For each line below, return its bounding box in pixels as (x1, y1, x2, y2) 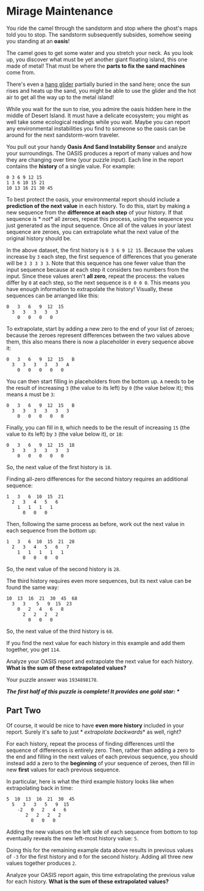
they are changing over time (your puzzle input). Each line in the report (6, 156, 184, 163)
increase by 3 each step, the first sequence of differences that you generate (6, 253, 197, 260)
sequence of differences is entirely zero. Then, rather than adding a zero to (6, 746, 195, 754)
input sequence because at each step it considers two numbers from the (6, 265, 189, 273)
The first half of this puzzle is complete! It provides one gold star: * (6, 688, 180, 695)
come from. (6, 68, 35, 76)
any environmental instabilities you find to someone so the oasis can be (6, 124, 186, 132)
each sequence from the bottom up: (6, 527, 97, 534)
